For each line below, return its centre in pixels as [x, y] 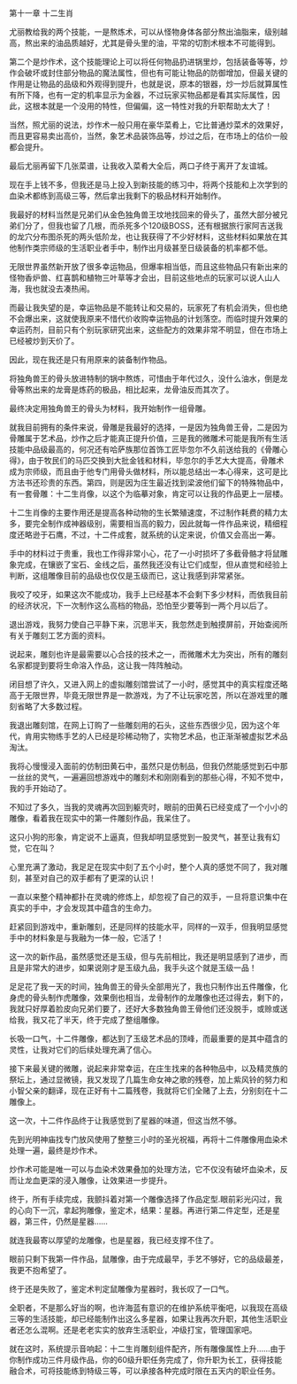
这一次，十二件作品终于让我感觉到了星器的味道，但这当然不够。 [125, 1120]
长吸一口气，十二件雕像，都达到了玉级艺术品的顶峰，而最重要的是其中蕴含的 [148, 1038]
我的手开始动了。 [40, 788]
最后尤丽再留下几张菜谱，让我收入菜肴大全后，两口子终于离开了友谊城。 [141, 166]
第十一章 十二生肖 [41, 13]
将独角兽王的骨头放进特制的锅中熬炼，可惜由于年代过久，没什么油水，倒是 [145, 378]
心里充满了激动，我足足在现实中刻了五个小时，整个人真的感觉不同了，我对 [145, 867]
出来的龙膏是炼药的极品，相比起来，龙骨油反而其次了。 [133, 389]
